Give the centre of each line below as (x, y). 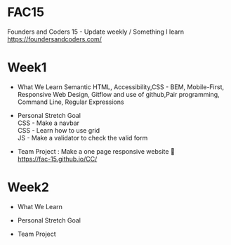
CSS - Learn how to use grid (59, 130)
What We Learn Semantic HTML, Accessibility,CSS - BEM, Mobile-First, (121, 87)
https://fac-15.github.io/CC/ (57, 159)
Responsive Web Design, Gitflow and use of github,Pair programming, (118, 94)
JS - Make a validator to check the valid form (82, 138)
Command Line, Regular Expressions (71, 102)
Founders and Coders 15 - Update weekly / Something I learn (96, 32)
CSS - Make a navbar (48, 123)
